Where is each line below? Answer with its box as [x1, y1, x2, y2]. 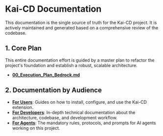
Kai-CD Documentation [5, 3, 102, 15]
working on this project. [12, 125, 60, 131]
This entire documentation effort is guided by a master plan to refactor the [5, 57, 155, 63]
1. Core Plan [5, 44, 42, 52]
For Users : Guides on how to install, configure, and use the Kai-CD [12, 99, 147, 105]
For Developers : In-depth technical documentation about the [12, 109, 136, 115]
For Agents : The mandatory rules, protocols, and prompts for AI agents [12, 120, 156, 126]
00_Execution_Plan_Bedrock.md [12, 72, 80, 78]
